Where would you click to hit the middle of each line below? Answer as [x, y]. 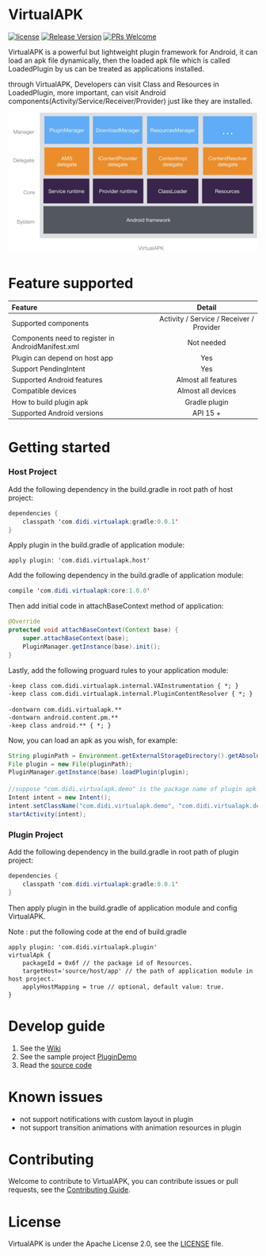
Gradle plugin [207, 401]
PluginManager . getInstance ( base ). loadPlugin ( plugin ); [99, 772]
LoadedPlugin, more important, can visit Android [87, 92]
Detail [207, 307]
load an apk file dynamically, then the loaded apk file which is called [119, 60]
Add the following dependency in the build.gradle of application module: [126, 575]
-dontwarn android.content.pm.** [63, 717]
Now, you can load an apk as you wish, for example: [93, 740]
